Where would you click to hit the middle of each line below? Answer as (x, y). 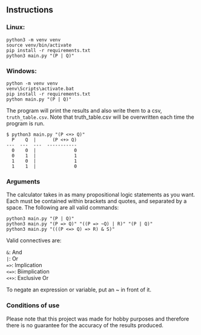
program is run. (25, 123)
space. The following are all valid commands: (63, 208)
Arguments (23, 181)
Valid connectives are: (34, 240)
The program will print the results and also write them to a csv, (84, 110)
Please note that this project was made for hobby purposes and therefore (98, 319)
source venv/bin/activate (39, 45)
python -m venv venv (32, 83)
